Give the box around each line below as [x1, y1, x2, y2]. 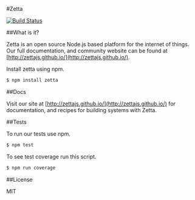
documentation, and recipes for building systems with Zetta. [6, 106, 157, 113]
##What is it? [6, 29, 39, 36]
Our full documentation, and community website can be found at [6, 47, 168, 54]
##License [6, 176, 33, 183]
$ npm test [6, 141, 34, 148]
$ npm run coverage [6, 165, 56, 171]
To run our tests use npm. [6, 130, 71, 137]
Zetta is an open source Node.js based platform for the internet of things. [6, 41, 190, 48]
